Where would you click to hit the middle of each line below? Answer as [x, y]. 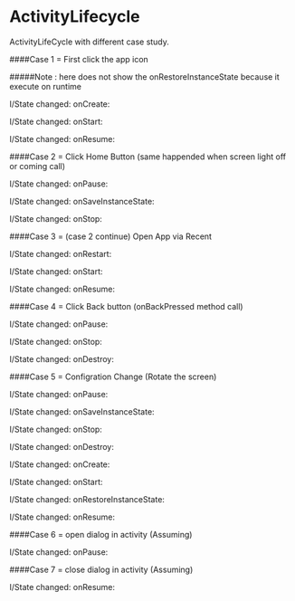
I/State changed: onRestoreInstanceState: [87, 499]
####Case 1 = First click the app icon [79, 59]
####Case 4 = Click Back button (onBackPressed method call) [126, 306]
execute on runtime [45, 86]
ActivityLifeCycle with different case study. [90, 42]
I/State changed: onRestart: [61, 253]
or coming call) [38, 166]
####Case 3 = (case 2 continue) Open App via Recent [111, 236]
